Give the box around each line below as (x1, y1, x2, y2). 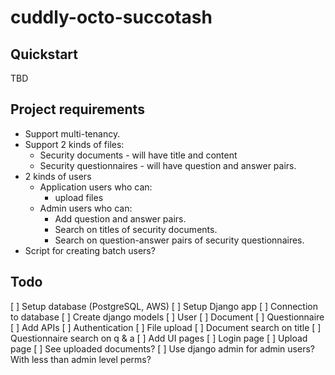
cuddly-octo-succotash (10, 6, 213, 29)
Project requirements (10, 101, 145, 118)
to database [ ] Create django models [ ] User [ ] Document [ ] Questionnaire (10, 311, 325, 323)
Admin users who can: (39, 202, 133, 214)
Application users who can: (39, 181, 153, 193)
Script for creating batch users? (24, 244, 156, 256)
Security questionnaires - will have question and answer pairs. (39, 159, 297, 171)
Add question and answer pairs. (54, 212, 187, 225)
